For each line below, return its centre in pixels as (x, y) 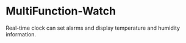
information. (21, 34)
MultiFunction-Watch (61, 11)
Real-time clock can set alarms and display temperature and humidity (93, 28)
